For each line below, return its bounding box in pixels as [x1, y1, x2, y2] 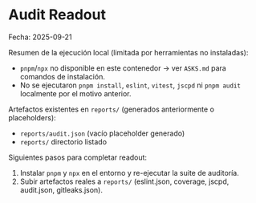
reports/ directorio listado [19, 136, 107, 146]
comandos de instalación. [19, 71, 106, 81]
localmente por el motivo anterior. [19, 88, 132, 98]
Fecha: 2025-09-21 [8, 32, 72, 42]
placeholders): [8, 112, 56, 122]
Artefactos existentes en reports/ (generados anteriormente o [8, 104, 215, 114]
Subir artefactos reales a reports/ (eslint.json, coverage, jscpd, [19, 177, 230, 186]
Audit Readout [8, 6, 107, 24]
